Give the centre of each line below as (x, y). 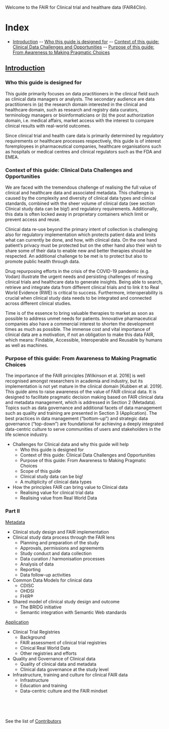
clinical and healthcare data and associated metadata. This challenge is (79, 192)
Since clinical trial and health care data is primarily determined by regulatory (84, 135)
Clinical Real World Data (45, 648)
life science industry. (27, 435)
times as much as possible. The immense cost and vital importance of (78, 329)
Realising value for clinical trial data (57, 493)
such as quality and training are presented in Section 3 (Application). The (81, 413)
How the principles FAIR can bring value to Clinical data (70, 487)
